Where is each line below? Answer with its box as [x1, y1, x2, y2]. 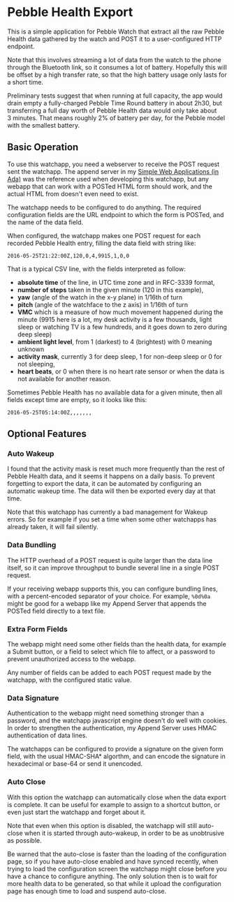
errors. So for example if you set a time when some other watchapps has [7, 515, 217, 524]
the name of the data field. [7, 218, 84, 226]
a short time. [7, 77, 44, 86]
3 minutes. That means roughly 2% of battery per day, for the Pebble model [7, 113, 226, 122]
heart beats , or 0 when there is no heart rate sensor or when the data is [17, 367, 225, 376]
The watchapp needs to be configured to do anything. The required [7, 203, 201, 212]
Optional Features [7, 428, 87, 440]
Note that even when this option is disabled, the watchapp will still [7, 821, 198, 829]
